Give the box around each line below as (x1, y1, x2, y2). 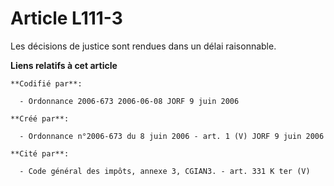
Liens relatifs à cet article (10, 59, 118, 71)
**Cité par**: (10, 148, 70, 159)
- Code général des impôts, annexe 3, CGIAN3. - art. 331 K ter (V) (19, 166, 311, 176)
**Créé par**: (10, 113, 70, 124)
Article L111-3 (10, 7, 123, 30)
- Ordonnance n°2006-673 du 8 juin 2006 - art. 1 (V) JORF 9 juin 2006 (19, 131, 325, 141)
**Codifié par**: (10, 78, 83, 89)
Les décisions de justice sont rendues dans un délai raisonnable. (10, 40, 277, 52)
